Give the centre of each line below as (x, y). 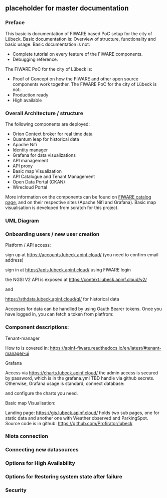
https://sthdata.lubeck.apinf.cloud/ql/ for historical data (62, 299)
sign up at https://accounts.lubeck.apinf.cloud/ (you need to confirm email (82, 255)
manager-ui (17, 353)
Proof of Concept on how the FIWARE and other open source (75, 79)
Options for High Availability (40, 463)
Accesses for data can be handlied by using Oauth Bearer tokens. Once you (83, 309)
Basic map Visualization (37, 171)
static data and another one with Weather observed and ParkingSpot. (77, 418)
